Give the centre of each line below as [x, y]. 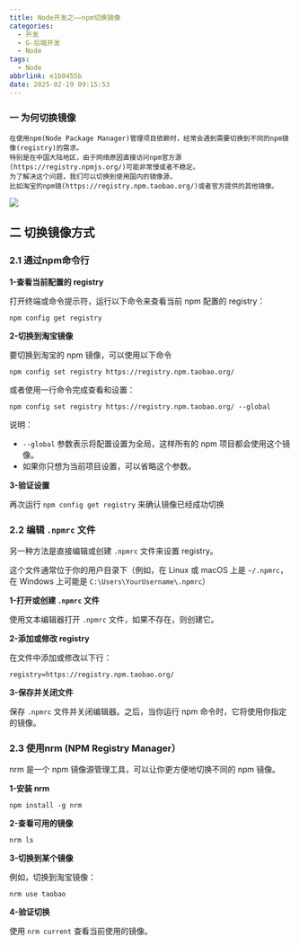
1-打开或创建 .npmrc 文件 [55, 600]
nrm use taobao [38, 895]
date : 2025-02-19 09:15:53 [60, 84]
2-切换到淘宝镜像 [41, 336]
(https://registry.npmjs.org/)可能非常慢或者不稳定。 [105, 167]
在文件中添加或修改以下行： [61, 658]
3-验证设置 [30, 485]
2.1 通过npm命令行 [49, 261]
